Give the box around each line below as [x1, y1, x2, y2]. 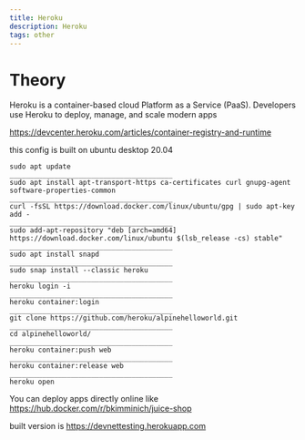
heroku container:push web [9, 345, 112, 355]
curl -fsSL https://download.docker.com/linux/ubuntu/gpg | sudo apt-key [9, 202, 296, 211]
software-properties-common [9, 186, 117, 196]
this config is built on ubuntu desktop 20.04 [9, 145, 173, 156]
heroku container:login [9, 298, 100, 307]
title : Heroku [9, 13, 64, 23]
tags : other [9, 30, 55, 39]
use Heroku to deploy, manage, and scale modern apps [9, 109, 218, 120]
